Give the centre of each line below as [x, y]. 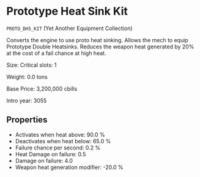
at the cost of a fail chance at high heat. [56, 53]
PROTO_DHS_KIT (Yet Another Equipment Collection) [69, 28]
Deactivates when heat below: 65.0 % [63, 141]
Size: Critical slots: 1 [31, 65]
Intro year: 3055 [27, 100]
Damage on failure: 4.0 [44, 160]
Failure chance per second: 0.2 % [58, 148]
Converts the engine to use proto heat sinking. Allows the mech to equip [97, 40]
